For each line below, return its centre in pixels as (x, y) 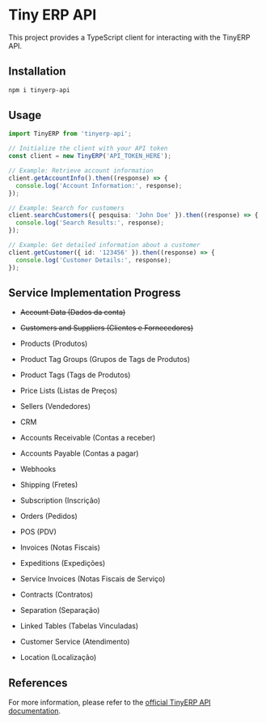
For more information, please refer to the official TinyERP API (110, 703)
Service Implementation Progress (95, 293)
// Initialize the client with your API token (88, 149)
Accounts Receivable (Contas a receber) (88, 438)
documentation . (35, 711)
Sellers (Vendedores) (55, 406)
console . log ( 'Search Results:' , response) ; (90, 223)
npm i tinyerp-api (39, 90)
